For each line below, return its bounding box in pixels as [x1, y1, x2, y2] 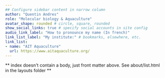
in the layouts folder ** [5, 67, 52, 73]
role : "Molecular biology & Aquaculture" [5, 16, 92, 21]
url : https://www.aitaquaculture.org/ [9, 48, 90, 53]
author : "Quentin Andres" [5, 12, 59, 17]
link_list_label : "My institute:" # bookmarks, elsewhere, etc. [5, 35, 141, 40]
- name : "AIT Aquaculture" [5, 44, 61, 49]
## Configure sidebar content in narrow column [5, 7, 106, 12]
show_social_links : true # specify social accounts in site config [5, 26, 148, 31]
